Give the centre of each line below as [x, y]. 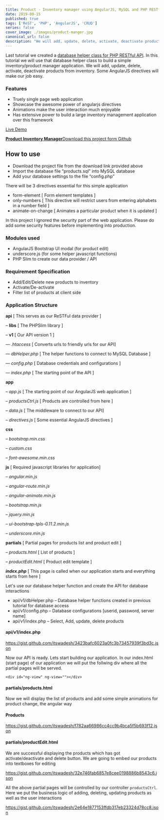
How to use [23, 154]
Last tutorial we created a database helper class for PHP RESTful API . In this [82, 55]
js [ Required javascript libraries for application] [53, 467]
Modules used [23, 238]
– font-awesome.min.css [30, 458]
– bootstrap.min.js [24, 505]
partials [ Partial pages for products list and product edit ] [64, 542]
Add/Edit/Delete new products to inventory [55, 282]
